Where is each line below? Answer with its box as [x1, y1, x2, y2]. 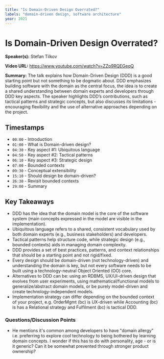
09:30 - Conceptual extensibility [12, 168, 77, 174]
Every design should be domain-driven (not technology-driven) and [12, 257, 149, 263]
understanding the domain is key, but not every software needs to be [12, 262, 152, 268]
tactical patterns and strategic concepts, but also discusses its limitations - [5, 99, 156, 104]
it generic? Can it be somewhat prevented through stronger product [12, 343, 149, 349]
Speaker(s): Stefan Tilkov [5, 53, 57, 59]
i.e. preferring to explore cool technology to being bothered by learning [12, 333, 156, 339]
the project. [5, 109, 28, 115]
